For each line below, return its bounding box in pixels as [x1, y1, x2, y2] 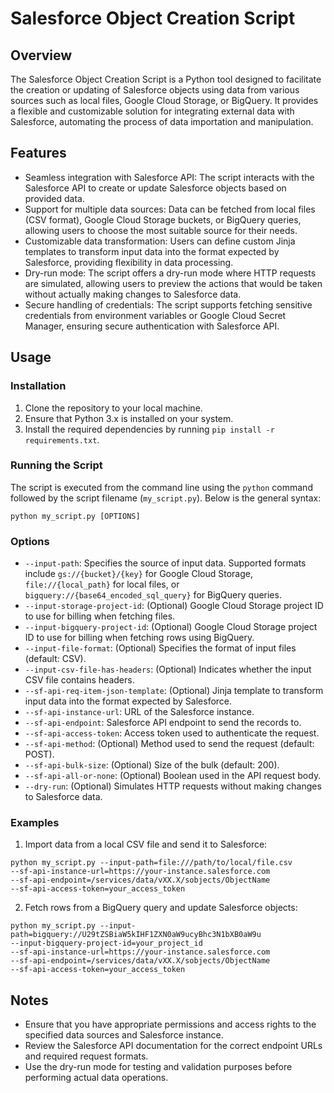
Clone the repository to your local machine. [24, 402, 203, 414]
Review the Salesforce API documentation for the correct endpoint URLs [24, 1040, 323, 1052]
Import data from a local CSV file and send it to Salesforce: [24, 838, 268, 851]
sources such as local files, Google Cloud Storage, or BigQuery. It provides [10, 95, 319, 106]
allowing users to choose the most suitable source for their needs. [24, 224, 298, 236]
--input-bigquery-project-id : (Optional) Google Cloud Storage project [24, 621, 318, 633]
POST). [24, 748, 55, 761]
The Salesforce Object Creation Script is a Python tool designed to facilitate [10, 73, 322, 85]
